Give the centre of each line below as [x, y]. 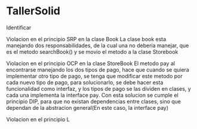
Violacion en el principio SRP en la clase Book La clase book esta [86, 39]
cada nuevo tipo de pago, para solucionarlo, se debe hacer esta [85, 82]
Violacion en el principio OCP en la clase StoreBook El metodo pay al [90, 63]
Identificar [19, 27]
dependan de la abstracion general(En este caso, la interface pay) [87, 107]
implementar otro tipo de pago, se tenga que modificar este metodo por [95, 76]
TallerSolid [33, 11]
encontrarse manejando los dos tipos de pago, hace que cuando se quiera [98, 69]
